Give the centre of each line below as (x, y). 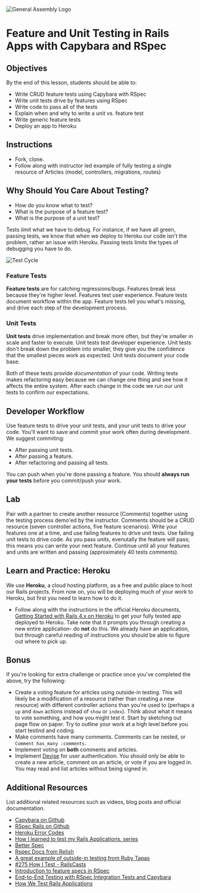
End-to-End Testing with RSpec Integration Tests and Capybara (93, 877)
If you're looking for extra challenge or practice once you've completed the (99, 675)
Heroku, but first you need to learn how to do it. (64, 598)
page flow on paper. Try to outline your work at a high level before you (101, 724)
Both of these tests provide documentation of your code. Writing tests (92, 373)
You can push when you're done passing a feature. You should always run (98, 474)
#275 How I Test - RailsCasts (50, 864)
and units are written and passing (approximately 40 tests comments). (93, 552)
